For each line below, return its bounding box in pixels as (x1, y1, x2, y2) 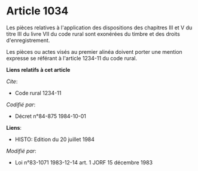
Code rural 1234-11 (14, 89, 62, 96)
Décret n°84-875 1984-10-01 (14, 112, 87, 120)
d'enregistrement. (6, 36, 50, 44)
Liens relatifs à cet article (6, 66, 71, 73)
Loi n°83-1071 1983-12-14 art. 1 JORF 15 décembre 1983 (14, 158, 153, 166)
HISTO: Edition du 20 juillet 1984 (14, 136, 95, 143)
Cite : (6, 78, 18, 85)
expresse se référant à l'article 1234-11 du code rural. (6, 54, 138, 62)
